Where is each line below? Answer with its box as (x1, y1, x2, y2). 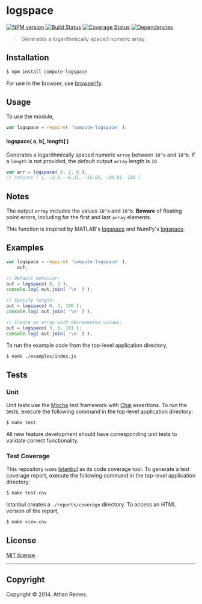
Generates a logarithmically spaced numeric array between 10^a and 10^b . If (6, 151, 195, 158)
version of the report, (6, 507, 59, 515)
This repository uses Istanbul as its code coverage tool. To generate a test (6, 465, 190, 473)
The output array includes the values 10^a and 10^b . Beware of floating (6, 207, 182, 214)
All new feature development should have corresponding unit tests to (6, 430, 177, 437)
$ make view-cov (6, 519, 47, 525)
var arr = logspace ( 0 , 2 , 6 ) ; (6, 169, 87, 175)
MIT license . (6, 552, 37, 559)
